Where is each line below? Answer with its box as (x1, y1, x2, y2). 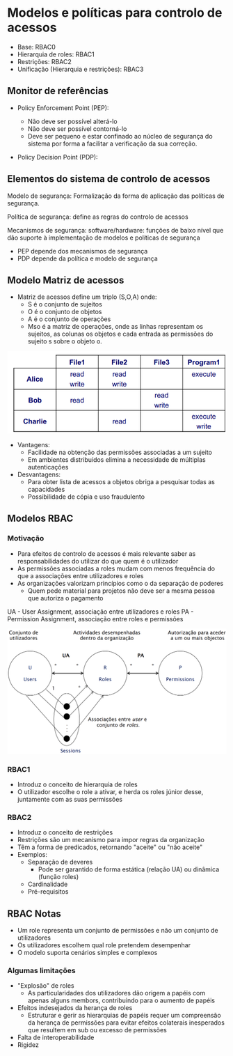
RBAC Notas (7, 908, 61, 919)
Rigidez (17, 1041, 40, 1049)
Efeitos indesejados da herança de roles (17, 1004, 133, 1012)
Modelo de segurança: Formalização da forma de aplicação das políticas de (7, 192, 225, 200)
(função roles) (38, 873, 79, 881)
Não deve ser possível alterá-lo (27, 117, 118, 125)
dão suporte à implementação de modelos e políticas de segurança (7, 233, 200, 242)
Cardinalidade (27, 880, 68, 889)
